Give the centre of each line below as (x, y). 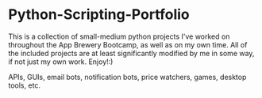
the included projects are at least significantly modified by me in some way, (131, 53)
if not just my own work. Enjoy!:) (61, 62)
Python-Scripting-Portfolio (99, 15)
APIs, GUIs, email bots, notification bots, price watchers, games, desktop (127, 77)
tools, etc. (25, 85)
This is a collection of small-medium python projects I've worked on (119, 36)
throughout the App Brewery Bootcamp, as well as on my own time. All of (128, 44)
